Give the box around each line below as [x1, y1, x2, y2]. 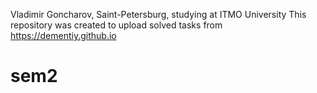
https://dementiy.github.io [10, 30, 117, 41]
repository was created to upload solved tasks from [10, 19, 223, 31]
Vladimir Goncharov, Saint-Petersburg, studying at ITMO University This [10, 9, 307, 20]
